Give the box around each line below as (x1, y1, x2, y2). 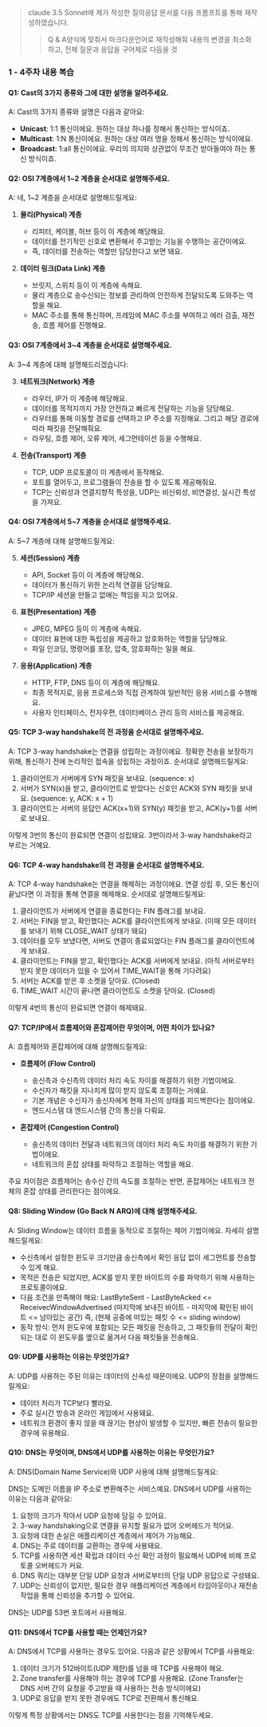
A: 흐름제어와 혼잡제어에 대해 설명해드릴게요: (8, 1042, 147, 1051)
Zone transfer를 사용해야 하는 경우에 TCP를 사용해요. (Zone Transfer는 (19, 1674, 245, 1683)
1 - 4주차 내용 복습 (8, 66, 74, 77)
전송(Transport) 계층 (19, 450, 87, 459)
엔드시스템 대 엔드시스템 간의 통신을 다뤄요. (31, 1106, 167, 1115)
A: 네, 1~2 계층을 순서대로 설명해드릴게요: (8, 193, 137, 203)
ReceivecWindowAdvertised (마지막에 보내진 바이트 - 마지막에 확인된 (19, 1302, 239, 1311)
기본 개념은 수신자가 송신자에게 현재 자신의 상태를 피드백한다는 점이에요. (31, 1096, 256, 1106)
